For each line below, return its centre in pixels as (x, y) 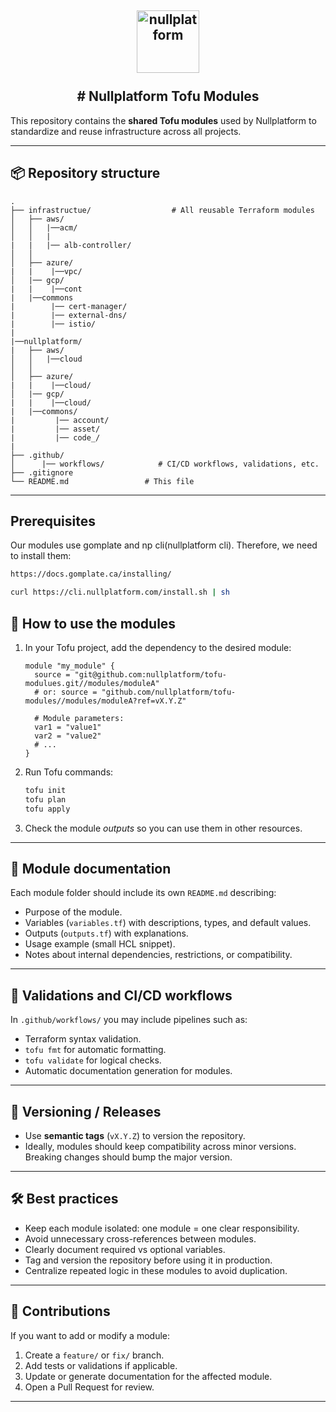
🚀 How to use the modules (93, 623)
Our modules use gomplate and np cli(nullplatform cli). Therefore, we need (164, 545)
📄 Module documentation (91, 869)
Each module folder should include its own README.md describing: (143, 893)
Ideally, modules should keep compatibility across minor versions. (160, 1147)
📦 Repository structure (85, 173)
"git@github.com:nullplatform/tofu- (150, 675)
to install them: (41, 556)
